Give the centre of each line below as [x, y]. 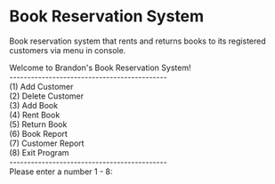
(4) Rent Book [35, 115]
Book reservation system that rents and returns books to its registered [138, 41]
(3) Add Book [34, 105]
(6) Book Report [39, 133]
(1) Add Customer [41, 86]
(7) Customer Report [47, 143]
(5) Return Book [38, 124]
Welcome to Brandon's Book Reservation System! [100, 68]
